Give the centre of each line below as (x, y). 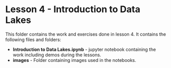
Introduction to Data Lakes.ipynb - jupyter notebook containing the (84, 49)
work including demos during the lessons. (57, 55)
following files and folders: (33, 40)
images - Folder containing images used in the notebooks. (74, 60)
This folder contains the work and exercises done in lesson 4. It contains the (86, 34)
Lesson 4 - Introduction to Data (73, 9)
